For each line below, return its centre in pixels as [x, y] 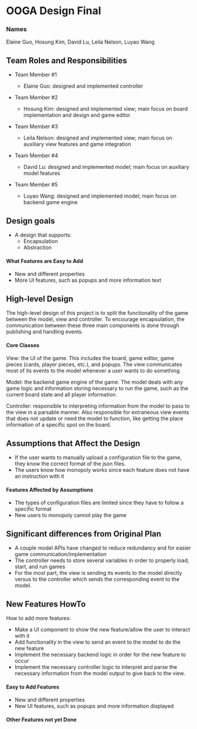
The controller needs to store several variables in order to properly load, [102, 561]
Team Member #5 [36, 185]
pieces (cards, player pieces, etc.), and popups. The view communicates [94, 364]
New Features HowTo [46, 604]
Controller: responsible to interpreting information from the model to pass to [98, 406]
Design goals [31, 221]
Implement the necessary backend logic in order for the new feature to [100, 654]
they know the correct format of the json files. [70, 464]
